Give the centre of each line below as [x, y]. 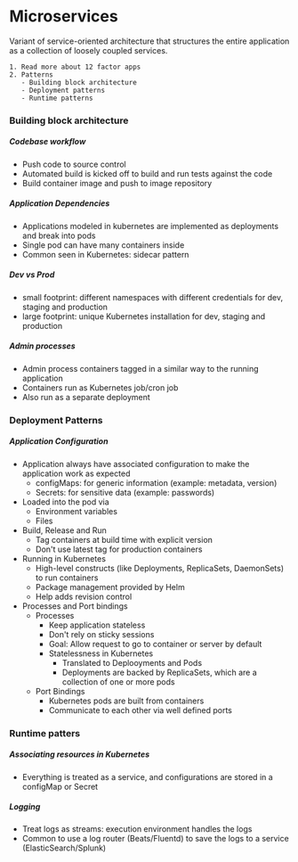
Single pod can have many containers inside [103, 245]
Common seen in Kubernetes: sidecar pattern [105, 254]
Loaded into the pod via [65, 502]
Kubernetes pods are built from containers [126, 701]
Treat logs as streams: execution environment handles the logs [137, 829]
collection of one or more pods [118, 681]
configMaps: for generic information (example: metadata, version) [156, 482]
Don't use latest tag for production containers [119, 549]
